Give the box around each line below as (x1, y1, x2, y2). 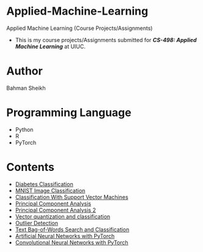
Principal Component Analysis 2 (15, 206, 96, 214)
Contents (6, 160, 55, 174)
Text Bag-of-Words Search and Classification (15, 226, 130, 233)
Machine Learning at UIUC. (15, 43, 86, 50)
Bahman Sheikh (6, 84, 46, 92)
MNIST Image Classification (15, 187, 86, 194)
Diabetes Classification (15, 180, 73, 187)
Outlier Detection (15, 219, 59, 226)
